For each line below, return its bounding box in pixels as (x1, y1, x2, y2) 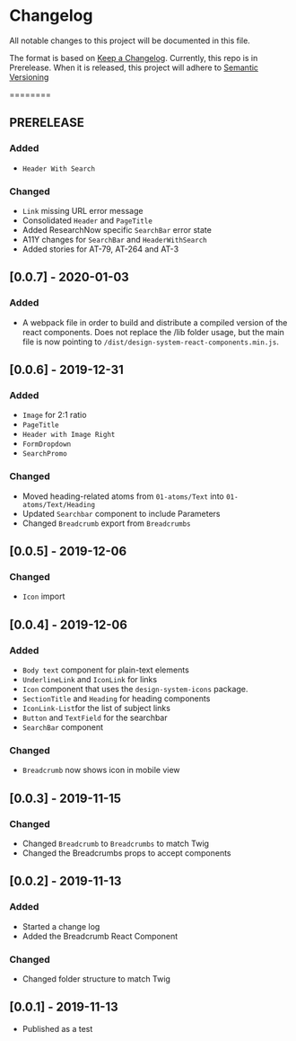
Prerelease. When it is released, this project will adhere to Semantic (9, 62, 258, 73)
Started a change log (22, 921, 100, 931)
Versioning (9, 71, 49, 82)
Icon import (22, 591, 65, 602)
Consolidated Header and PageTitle (22, 215, 152, 226)
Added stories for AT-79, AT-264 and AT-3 (22, 244, 179, 254)
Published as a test (22, 1023, 93, 1034)
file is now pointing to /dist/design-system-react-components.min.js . (22, 336, 280, 347)
